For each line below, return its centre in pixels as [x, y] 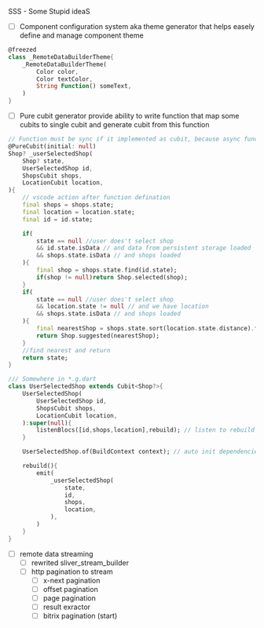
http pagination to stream [72, 571]
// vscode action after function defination [96, 198]
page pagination [69, 598]
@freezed [22, 50]
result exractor [67, 607]
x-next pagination [71, 580]
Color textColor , [64, 79]
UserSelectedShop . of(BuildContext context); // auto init [119, 452]
